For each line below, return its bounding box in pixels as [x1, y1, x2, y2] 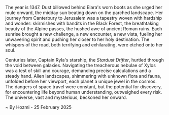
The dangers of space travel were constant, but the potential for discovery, [5, 84, 162, 90]
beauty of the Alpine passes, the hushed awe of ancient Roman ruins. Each [5, 26, 162, 32]
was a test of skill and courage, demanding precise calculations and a [5, 68, 151, 74]
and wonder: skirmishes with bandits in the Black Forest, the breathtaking [5, 20, 159, 26]
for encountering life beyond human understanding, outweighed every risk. [5, 89, 162, 95]
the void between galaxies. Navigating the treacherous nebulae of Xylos [5, 63, 156, 68]
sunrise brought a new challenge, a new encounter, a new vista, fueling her [5, 31, 162, 37]
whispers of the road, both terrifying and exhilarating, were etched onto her [5, 42, 163, 47]
